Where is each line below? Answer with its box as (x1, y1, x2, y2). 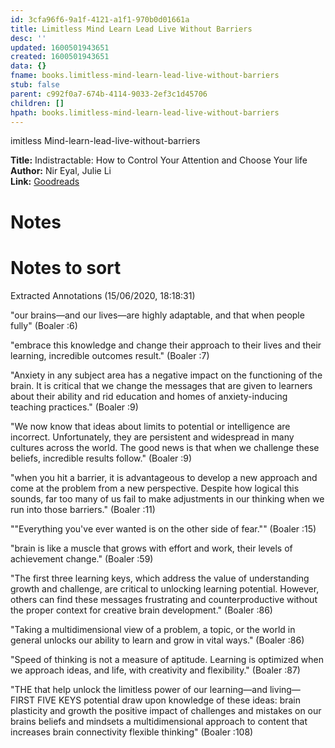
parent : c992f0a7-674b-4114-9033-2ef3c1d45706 (10, 89, 208, 99)
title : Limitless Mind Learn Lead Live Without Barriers (10, 24, 253, 34)
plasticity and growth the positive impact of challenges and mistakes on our (10, 704, 322, 716)
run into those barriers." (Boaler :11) (10, 503, 156, 515)
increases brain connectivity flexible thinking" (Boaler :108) (10, 726, 254, 738)
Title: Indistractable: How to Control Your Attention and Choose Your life (10, 154, 308, 166)
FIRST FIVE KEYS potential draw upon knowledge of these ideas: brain (10, 694, 301, 706)
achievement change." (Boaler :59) (10, 552, 154, 565)
